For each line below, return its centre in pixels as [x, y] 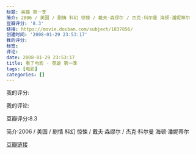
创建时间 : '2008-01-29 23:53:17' [47, 35]
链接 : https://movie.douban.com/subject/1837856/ [70, 29]
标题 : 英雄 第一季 [27, 12]
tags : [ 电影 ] [22, 69]
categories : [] [26, 75]
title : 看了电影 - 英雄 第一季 [42, 63]
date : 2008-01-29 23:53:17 [41, 57]
